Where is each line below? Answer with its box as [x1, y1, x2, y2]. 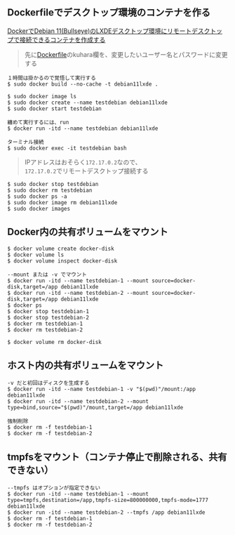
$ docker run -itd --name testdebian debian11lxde [7, 125, 159, 132]
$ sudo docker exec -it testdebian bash [7, 145, 128, 152]
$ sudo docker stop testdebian [7, 180, 99, 187]
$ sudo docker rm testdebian [7, 187, 93, 194]
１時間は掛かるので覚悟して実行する [7, 74, 96, 81]
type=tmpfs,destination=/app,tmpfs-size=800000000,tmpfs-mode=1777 [7, 497, 209, 504]
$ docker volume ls [7, 251, 65, 258]
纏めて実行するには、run [7, 119, 69, 126]
